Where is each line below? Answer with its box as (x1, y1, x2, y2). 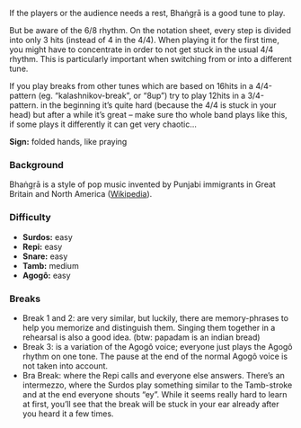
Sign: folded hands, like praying (9, 137, 128, 147)
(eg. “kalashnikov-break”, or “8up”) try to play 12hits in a (38, 90, 246, 101)
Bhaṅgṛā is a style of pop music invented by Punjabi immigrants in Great (9, 179, 276, 190)
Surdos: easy (22, 231, 74, 242)
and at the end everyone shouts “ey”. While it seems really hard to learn (22, 388, 288, 399)
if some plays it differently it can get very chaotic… (9, 119, 198, 129)
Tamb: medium (22, 260, 79, 271)
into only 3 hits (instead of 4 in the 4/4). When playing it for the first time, (9, 35, 280, 45)
